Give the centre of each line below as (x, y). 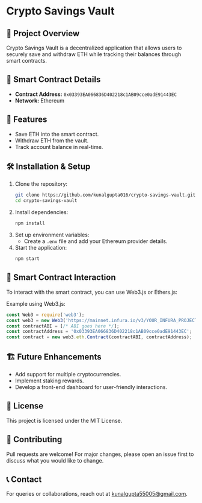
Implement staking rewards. (49, 381)
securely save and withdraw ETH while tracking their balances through (94, 54)
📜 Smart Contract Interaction (61, 278)
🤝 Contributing (34, 439)
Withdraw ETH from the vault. (52, 141)
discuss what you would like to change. (55, 460)
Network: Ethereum (40, 100)
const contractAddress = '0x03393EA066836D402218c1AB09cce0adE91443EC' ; (99, 332)
